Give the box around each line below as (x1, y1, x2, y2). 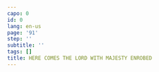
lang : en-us (7, 23, 41, 29)
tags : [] (7, 49, 32, 56)
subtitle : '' (7, 42, 45, 49)
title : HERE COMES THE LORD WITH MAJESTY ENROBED (7, 55, 153, 62)
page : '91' (7, 29, 39, 36)
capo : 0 (7, 10, 30, 17)
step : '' (7, 36, 32, 43)
